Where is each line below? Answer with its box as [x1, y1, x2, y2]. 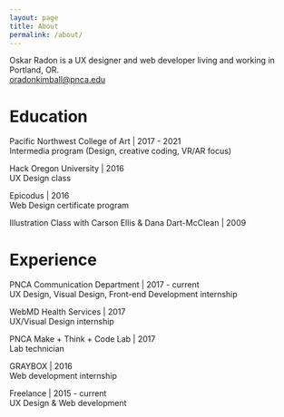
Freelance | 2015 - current [9, 388, 107, 399]
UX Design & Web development [9, 398, 127, 409]
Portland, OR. [9, 64, 60, 75]
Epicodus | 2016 [9, 190, 70, 201]
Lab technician [9, 344, 65, 354]
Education [9, 106, 88, 127]
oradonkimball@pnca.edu [9, 74, 106, 85]
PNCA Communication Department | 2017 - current [9, 279, 200, 290]
